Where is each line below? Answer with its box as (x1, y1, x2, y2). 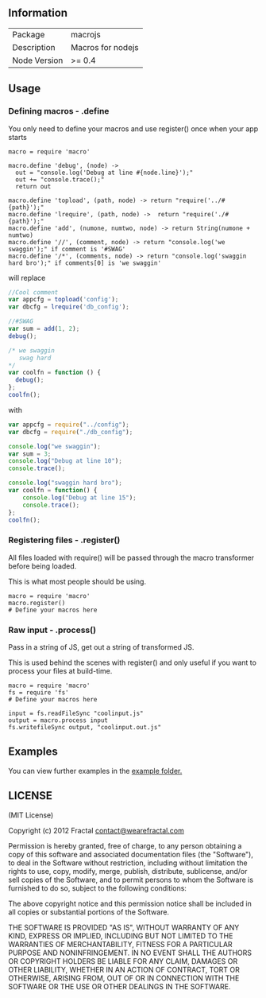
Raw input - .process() (8, 624, 97, 635)
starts (8, 132, 28, 142)
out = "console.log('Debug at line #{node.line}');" (15, 169, 194, 177)
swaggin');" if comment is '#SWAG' (8, 245, 126, 253)
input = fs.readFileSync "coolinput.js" (8, 709, 145, 717)
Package (12, 29, 45, 40)
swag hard (18, 354, 52, 362)
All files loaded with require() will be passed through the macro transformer (8, 553, 255, 562)
